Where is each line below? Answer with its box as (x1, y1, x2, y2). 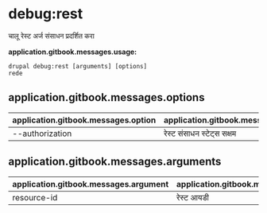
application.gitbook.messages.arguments (8, 155, 222, 168)
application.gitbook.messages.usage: (8, 47, 137, 56)
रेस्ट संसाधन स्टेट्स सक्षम (164, 128, 237, 139)
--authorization (12, 128, 72, 139)
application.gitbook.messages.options (8, 91, 205, 104)
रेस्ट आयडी (176, 192, 209, 203)
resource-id (12, 192, 58, 203)
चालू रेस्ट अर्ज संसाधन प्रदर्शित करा (8, 31, 95, 41)
